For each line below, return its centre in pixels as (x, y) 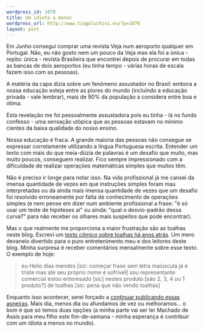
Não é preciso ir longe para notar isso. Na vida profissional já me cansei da (100, 178)
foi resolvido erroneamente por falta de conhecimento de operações (92, 197)
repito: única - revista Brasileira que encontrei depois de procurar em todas (101, 59)
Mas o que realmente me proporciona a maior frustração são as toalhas (96, 228)
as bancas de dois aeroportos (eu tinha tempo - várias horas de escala (95, 66)
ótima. (14, 104)
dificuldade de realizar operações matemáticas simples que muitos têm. (97, 166)
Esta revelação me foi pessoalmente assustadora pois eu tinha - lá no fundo (102, 115)
